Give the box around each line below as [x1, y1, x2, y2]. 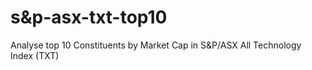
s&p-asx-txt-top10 [10, 6, 168, 29]
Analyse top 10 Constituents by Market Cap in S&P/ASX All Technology [10, 39, 302, 51]
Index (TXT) [10, 49, 60, 61]
